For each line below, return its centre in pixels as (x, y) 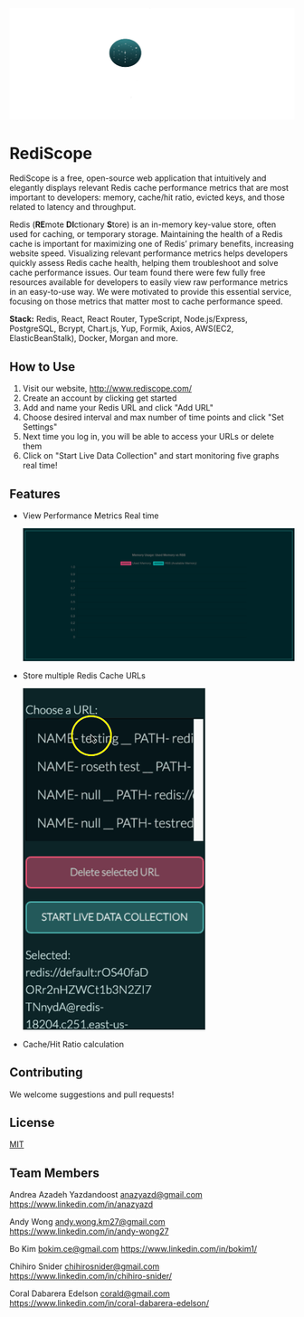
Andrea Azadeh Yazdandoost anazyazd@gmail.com (106, 1195)
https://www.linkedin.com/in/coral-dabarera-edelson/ (109, 1303)
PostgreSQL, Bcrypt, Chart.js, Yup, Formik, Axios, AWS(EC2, (122, 328)
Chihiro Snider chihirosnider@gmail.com (85, 1266)
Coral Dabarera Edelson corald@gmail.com (90, 1293)
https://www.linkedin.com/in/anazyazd (81, 1204)
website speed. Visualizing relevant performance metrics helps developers (148, 253)
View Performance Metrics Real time (91, 516)
